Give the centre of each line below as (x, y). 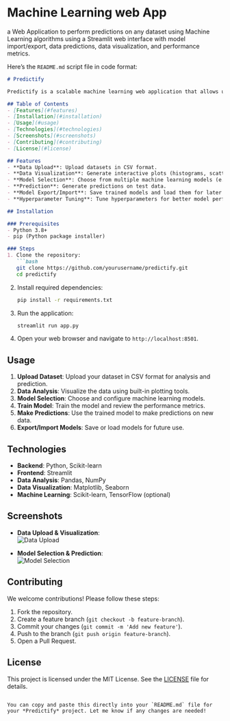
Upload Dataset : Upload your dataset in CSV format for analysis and (114, 377)
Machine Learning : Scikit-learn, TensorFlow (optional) (94, 495)
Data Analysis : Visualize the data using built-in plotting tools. (103, 391)
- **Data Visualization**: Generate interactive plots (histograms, (107, 174)
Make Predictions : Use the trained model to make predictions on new (115, 413)
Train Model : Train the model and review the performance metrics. (111, 406)
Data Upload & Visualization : (59, 533)
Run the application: (45, 313)
